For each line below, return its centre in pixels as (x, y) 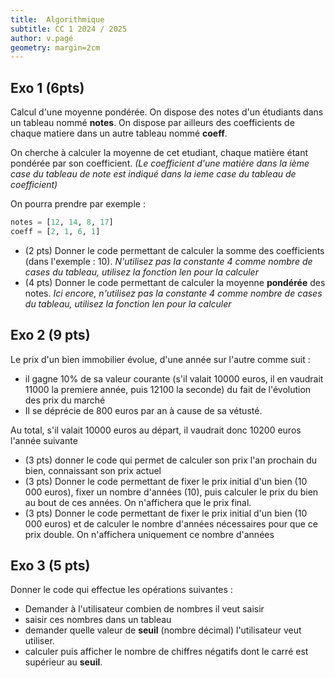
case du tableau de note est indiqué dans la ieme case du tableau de (153, 174)
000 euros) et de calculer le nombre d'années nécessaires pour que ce (171, 523)
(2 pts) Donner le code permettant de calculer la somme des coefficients (174, 250)
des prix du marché (65, 400)
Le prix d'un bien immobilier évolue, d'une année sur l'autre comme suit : (160, 359)
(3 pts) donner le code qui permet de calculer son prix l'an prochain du (171, 460)
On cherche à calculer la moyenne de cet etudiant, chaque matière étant (159, 153)
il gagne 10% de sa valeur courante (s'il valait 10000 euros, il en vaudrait (174, 378)
